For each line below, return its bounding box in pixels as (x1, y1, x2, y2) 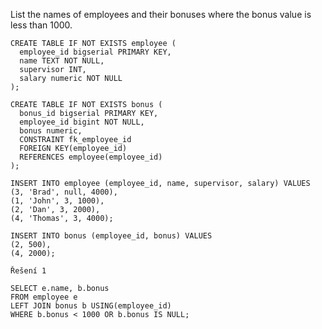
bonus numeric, (19, 126, 83, 136)
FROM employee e (10, 292, 78, 302)
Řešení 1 (10, 266, 47, 276)
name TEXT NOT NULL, (19, 56, 105, 66)
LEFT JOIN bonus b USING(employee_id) (10, 301, 172, 311)
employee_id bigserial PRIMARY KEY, (19, 47, 172, 57)
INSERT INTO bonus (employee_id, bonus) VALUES (10, 231, 213, 241)
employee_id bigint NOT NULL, (19, 117, 145, 127)
